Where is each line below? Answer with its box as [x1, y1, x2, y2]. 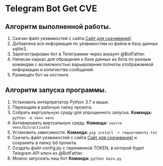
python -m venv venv [12, 116, 54, 120]
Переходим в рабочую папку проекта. [12, 104, 93, 110]
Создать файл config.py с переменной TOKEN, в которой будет [12, 145, 144, 151]
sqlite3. [12, 46, 27, 51]
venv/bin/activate [12, 125, 50, 130]
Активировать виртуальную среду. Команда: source [12, 119, 122, 125]
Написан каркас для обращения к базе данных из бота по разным [12, 56, 151, 62]
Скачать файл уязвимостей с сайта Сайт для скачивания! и [12, 134, 137, 140]
